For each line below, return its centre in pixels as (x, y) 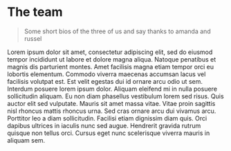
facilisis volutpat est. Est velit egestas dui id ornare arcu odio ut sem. (105, 81)
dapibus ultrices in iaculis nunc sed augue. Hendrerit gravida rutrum (104, 125)
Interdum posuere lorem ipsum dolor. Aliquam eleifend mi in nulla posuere (112, 89)
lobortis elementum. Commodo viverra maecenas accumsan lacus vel (107, 74)
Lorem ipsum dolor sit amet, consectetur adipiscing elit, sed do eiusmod (110, 52)
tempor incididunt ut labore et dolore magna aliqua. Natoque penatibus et (112, 59)
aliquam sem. (26, 140)
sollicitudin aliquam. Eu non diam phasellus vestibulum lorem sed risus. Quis (115, 96)
